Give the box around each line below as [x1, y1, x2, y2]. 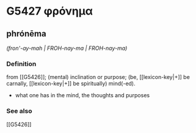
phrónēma [6, 29, 47, 39]
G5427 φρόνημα [6, 4, 93, 18]
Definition [6, 60, 37, 68]
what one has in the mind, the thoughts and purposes [15, 92, 150, 99]
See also [6, 107, 32, 115]
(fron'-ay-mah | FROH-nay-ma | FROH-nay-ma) [6, 44, 128, 52]
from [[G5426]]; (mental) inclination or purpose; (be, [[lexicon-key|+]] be [6, 73, 191, 81]
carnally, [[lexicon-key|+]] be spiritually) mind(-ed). [6, 80, 136, 87]
